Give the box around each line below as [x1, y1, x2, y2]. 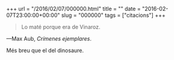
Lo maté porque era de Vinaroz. [21, 24, 101, 30]
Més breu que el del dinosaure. [6, 47, 84, 54]
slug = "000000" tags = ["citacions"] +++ [61, 12, 166, 19]
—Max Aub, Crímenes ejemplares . [6, 35, 92, 42]
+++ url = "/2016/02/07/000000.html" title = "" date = [6, 5, 141, 12]
